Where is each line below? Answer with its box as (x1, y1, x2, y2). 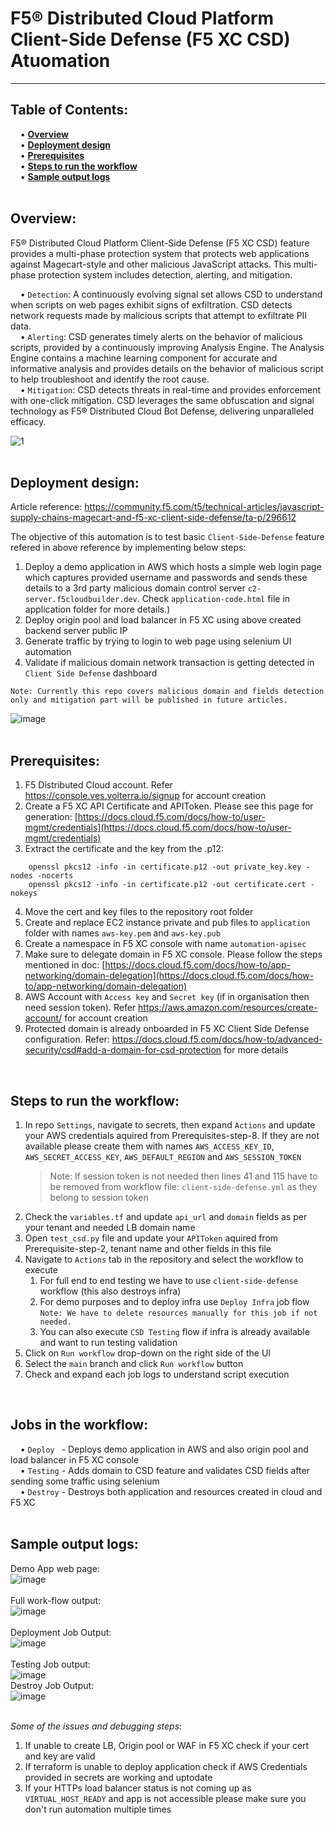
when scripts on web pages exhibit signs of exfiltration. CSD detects (10, 298, 293, 311)
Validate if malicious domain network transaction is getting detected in (24, 657, 315, 669)
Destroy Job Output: (10, 1679, 95, 1691)
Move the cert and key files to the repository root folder (24, 906, 254, 918)
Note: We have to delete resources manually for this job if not (39, 1308, 318, 1318)
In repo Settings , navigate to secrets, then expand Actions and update (24, 1119, 316, 1131)
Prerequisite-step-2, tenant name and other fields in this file (24, 1243, 272, 1254)
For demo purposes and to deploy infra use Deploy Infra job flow (39, 1296, 310, 1307)
